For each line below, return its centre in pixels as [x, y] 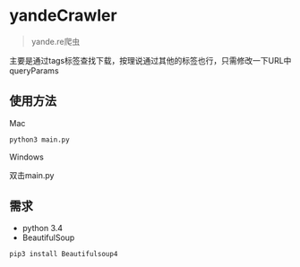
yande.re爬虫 [56, 41]
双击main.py [32, 175]
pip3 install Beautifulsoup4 [64, 254]
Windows [27, 157]
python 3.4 [43, 228]
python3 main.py [39, 140]
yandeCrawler [64, 16]
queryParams [34, 70]
